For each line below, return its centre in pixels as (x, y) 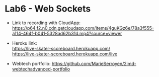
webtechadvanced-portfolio (41, 69)
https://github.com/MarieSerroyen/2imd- (94, 63)
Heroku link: (24, 43)
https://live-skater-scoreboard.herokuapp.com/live (65, 54)
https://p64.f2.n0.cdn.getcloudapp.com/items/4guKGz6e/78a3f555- (83, 28)
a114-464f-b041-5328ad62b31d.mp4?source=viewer (67, 33)
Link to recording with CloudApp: (46, 23)
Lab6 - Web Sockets (48, 9)
